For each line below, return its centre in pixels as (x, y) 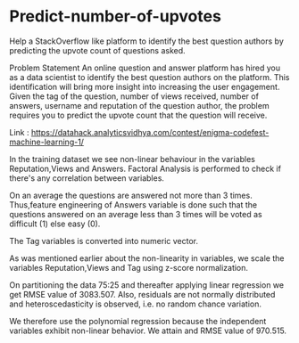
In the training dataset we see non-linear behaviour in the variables (133, 159)
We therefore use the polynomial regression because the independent (138, 321)
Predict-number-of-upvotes (115, 16)
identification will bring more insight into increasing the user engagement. (145, 86)
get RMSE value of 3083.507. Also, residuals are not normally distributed (142, 294)
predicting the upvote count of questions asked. (97, 50)
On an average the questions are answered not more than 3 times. (131, 195)
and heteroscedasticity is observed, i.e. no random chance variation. (135, 304)
